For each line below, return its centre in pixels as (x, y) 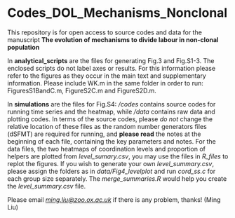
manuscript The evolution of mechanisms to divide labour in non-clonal (113, 39)
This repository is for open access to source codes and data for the (105, 32)
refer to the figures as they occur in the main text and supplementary (107, 76)
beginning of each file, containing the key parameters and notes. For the (112, 141)
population (23, 47)
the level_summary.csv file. (47, 186)
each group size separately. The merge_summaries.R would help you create (117, 178)
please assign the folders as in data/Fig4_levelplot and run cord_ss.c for (112, 171)
